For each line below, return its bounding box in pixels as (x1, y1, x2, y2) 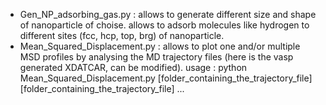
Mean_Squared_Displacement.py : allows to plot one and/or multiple (19, 40, 301, 52)
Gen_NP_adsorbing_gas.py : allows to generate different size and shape (19, 9, 317, 20)
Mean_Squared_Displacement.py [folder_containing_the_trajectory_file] (19, 72, 313, 84)
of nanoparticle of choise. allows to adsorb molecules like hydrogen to (19, 19, 310, 31)
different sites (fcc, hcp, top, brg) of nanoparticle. (19, 30, 225, 41)
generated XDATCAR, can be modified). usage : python (19, 62, 248, 73)
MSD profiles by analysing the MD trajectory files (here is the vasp (19, 51, 294, 63)
